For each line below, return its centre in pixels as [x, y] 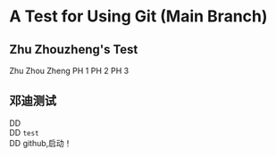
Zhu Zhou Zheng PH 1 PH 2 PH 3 [69, 70]
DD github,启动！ [41, 143]
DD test [24, 132]
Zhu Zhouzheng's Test [74, 50]
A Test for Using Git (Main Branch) [138, 17]
